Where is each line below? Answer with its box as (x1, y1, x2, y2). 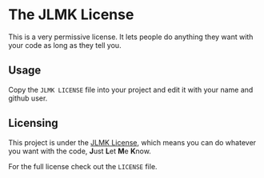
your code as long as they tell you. (8, 40, 122, 49)
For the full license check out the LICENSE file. (8, 161, 158, 171)
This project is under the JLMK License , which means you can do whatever (8, 137, 257, 147)
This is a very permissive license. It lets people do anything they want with (8, 32, 254, 42)
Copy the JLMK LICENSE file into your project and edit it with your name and (8, 85, 254, 94)
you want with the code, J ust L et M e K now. (8, 146, 152, 156)
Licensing (8, 117, 58, 130)
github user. (8, 93, 48, 103)
